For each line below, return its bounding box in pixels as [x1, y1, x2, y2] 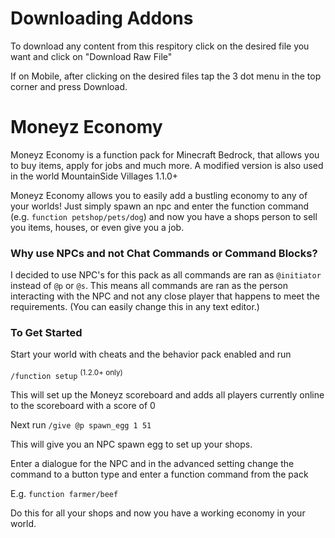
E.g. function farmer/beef [10, 488, 119, 500]
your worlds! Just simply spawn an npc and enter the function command [10, 200, 310, 212]
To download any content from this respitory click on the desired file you [10, 40, 310, 52]
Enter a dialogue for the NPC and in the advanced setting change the [10, 458, 295, 470]
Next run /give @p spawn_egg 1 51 [10, 419, 152, 431]
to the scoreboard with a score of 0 [10, 400, 156, 412]
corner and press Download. [10, 80, 128, 92]
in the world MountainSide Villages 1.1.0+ [10, 170, 179, 182]
